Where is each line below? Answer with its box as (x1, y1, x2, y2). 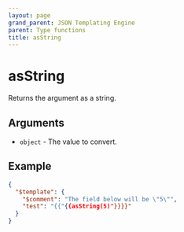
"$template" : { (15, 188, 65, 196)
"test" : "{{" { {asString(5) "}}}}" (22, 202, 132, 211)
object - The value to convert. (19, 137, 118, 146)
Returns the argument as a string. (8, 94, 116, 103)
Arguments (8, 116, 65, 130)
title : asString (8, 33, 61, 42)
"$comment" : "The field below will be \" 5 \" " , (22, 195, 178, 203)
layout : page (8, 11, 51, 20)
